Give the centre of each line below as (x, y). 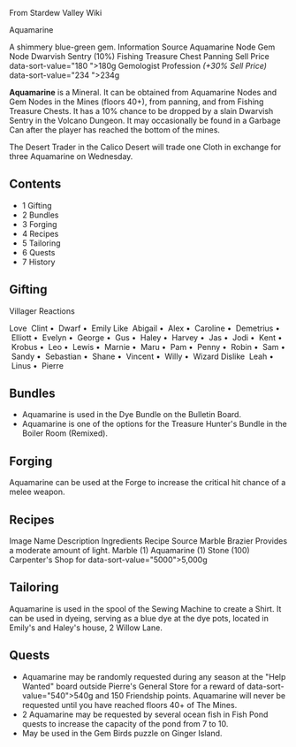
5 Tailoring (41, 243)
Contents (35, 184)
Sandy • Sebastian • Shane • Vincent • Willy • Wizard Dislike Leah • (142, 356)
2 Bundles (40, 215)
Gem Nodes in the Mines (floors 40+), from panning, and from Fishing (137, 102)
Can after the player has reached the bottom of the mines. (115, 130)
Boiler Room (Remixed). (65, 433)
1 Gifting (37, 205)
